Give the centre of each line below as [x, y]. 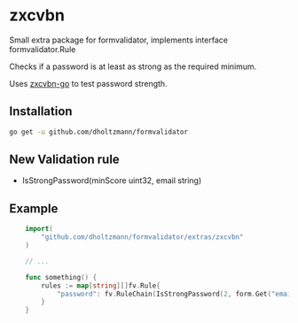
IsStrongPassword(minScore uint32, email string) [112, 181]
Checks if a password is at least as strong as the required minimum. [133, 66]
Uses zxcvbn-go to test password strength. [88, 83]
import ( [39, 229]
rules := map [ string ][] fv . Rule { [101, 285]
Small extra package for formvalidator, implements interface [119, 40]
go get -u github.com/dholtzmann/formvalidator [99, 132]
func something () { [61, 277]
